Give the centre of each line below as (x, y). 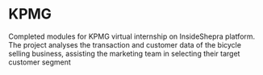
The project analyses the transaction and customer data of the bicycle (125, 44)
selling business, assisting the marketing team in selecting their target (124, 53)
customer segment (40, 62)
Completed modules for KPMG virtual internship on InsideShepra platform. (132, 36)
